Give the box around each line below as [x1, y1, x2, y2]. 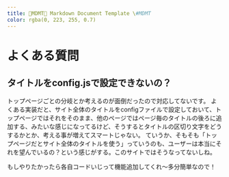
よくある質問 [7, 48, 80, 64]
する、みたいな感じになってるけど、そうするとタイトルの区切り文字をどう [12, 122, 222, 131]
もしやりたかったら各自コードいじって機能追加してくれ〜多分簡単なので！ [7, 162, 217, 171]
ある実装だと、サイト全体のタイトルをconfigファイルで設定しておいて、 [12, 105, 216, 113]
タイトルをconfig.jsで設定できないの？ [7, 77, 172, 89]
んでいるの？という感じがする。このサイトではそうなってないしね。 [25, 148, 217, 156]
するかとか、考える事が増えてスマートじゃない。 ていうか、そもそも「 [7, 131, 206, 139]
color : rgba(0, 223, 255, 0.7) [7, 16, 96, 23]
